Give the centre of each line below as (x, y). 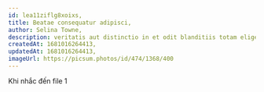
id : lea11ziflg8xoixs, (45, 15)
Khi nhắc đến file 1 (38, 81)
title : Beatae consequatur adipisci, (70, 23)
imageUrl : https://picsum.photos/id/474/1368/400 (91, 59)
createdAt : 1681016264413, (52, 44)
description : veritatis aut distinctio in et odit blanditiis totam (123, 37)
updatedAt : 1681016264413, (52, 51)
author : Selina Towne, (45, 30)
